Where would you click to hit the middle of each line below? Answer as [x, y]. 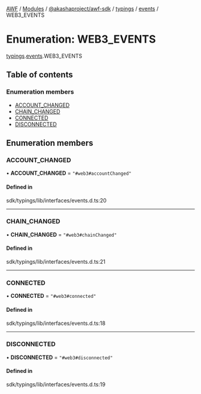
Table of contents [39, 75]
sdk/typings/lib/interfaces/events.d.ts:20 [56, 200]
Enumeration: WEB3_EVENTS [81, 39]
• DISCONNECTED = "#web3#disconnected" [60, 357]
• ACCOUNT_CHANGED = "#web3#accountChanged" [69, 173]
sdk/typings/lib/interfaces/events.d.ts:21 [56, 262]
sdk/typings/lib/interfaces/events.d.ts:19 [56, 384]
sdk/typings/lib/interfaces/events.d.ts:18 [56, 323]
